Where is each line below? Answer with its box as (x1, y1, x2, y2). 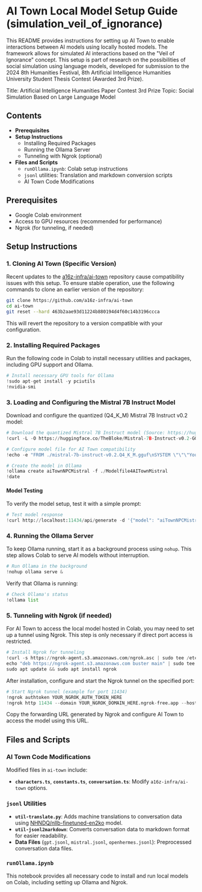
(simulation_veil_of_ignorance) (6, 17, 163, 31)
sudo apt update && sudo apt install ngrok (6, 666, 117, 672)
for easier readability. (14, 832, 68, 840)
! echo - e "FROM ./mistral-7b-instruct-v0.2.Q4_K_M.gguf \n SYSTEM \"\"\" (6, 452, 189, 458)
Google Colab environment (14, 211, 82, 218)
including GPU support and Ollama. (6, 361, 94, 368)
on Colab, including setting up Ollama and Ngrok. (6, 878, 128, 885)
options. (27, 784, 48, 792)
